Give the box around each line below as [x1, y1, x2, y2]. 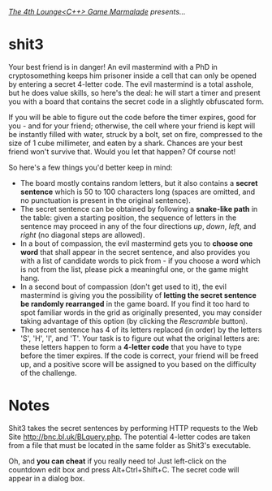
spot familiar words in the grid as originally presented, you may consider [19, 308, 262, 317]
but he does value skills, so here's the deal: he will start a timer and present [8, 88, 261, 97]
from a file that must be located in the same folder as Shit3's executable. [8, 440, 252, 450]
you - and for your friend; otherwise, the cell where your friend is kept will [8, 121, 256, 131]
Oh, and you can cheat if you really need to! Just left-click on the [8, 456, 227, 466]
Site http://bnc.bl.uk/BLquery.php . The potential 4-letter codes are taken [8, 432, 251, 441]
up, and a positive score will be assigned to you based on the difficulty [19, 359, 257, 368]
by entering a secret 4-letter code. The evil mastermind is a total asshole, [8, 79, 254, 88]
